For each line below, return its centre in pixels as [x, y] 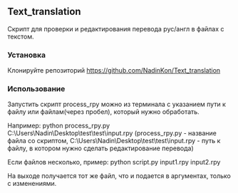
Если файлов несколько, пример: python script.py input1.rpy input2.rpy [114, 162]
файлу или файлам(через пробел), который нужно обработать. [103, 112]
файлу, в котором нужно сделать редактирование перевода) [100, 148]
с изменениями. [32, 184]
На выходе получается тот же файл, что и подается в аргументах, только [119, 176]
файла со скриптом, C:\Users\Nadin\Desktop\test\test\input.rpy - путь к [114, 141]
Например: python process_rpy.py [59, 126]
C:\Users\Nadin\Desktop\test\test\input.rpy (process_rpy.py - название [112, 133]
